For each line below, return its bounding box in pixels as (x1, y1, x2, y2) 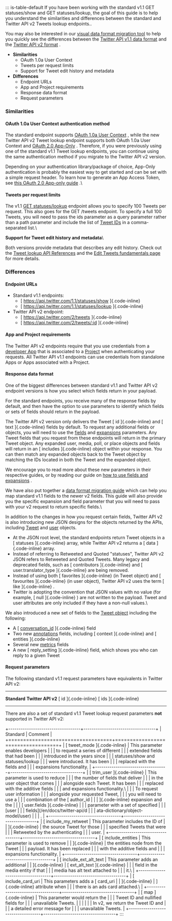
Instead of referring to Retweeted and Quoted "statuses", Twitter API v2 (12, 550, 164, 557)
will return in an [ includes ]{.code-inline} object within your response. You (5, 445, 162, 452)
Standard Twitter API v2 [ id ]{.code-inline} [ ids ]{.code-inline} (5, 695, 139, 702)
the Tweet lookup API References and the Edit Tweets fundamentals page (5, 250, 161, 256)
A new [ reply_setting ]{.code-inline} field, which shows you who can (12, 647, 158, 653)
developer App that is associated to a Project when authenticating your (5, 348, 155, 354)
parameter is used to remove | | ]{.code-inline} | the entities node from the (5, 840, 162, 846)
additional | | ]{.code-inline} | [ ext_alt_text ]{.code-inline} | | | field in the (5, 862, 158, 868)
